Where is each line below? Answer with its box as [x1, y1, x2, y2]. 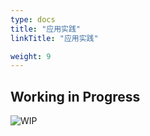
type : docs [10, 14, 56, 25]
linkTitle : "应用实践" [10, 33, 99, 43]
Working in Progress [10, 88, 141, 105]
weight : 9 [10, 51, 52, 61]
